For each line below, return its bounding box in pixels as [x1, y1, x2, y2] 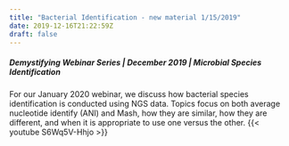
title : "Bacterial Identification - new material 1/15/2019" [9, 12, 242, 22]
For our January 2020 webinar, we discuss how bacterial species [9, 89, 249, 100]
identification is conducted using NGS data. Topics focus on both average [9, 99, 281, 109]
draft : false [9, 29, 58, 38]
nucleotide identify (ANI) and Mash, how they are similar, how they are [9, 108, 268, 118]
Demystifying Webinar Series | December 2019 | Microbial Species [9, 57, 262, 68]
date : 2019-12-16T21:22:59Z [9, 21, 114, 30]
